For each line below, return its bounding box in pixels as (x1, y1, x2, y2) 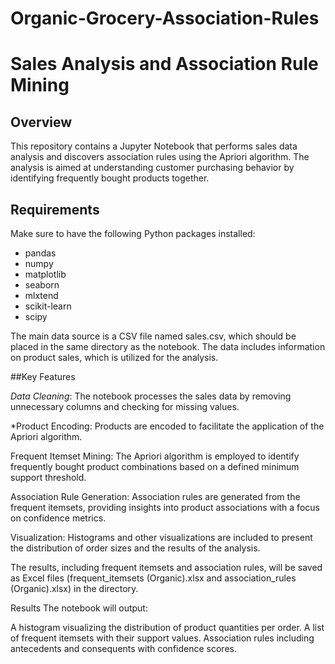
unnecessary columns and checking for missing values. (10, 401, 240, 412)
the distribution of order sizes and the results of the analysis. (10, 542, 261, 554)
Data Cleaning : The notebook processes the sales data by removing (10, 390, 292, 402)
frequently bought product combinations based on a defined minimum (10, 461, 300, 472)
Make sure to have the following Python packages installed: (10, 228, 256, 239)
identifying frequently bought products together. (10, 172, 210, 184)
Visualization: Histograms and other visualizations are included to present (10, 532, 313, 543)
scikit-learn (24, 300, 72, 312)
